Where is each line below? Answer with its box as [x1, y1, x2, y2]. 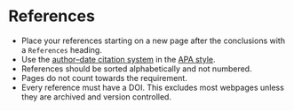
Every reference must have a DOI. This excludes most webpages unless [20, 82, 285, 92]
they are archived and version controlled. [20, 91, 172, 102]
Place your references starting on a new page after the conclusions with [20, 35, 286, 46]
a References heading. [20, 44, 103, 55]
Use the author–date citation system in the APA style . [20, 54, 216, 64]
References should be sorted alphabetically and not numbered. [20, 63, 252, 74]
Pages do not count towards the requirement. [20, 72, 187, 83]
